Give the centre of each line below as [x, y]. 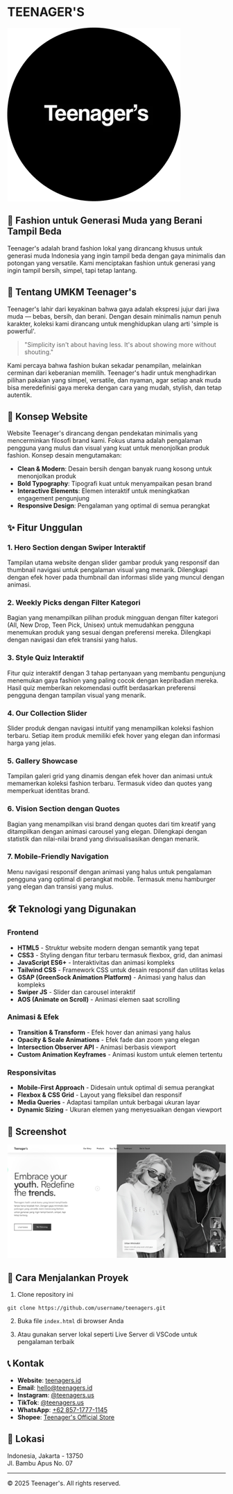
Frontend [23, 932]
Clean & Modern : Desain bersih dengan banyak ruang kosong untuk [114, 469]
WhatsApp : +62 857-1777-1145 [62, 1409]
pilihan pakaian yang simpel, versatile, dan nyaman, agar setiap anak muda [114, 380]
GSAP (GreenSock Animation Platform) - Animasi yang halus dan [111, 977]
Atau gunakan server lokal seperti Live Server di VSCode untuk [107, 1334]
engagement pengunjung [53, 498]
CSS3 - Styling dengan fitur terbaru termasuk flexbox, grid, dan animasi [120, 955]
